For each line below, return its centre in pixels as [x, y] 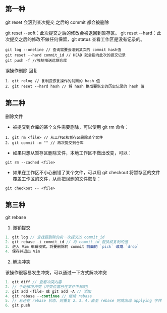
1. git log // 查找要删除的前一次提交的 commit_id [55, 237]
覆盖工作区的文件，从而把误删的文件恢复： [57, 179]
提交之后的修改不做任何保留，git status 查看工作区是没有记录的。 [77, 39]
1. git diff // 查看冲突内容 [34, 282]
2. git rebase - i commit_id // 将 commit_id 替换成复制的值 [67, 242]
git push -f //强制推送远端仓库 [36, 60]
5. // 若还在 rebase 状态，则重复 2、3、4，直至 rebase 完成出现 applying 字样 [83, 301]
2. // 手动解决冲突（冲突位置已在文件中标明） [48, 287]
